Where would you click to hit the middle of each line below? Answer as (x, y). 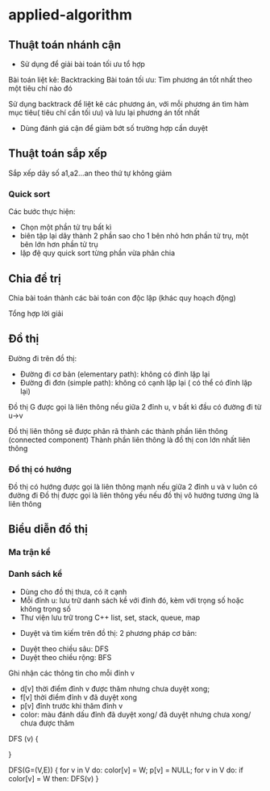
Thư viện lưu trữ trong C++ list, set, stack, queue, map (110, 617)
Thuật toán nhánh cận (65, 45)
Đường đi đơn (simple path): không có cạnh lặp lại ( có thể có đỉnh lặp (136, 382)
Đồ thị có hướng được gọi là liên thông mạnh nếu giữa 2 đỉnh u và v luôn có (133, 487)
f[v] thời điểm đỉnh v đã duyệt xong (79, 697)
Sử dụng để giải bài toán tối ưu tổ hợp (82, 64)
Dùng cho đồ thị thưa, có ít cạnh (73, 591)
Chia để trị (35, 278)
